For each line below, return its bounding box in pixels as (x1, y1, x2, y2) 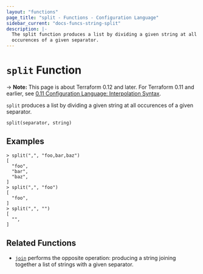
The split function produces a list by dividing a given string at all (12, 32, 198, 38)
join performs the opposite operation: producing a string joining (15, 254, 176, 261)
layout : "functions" (6, 9, 59, 15)
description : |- (6, 26, 47, 32)
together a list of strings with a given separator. (15, 261, 134, 268)
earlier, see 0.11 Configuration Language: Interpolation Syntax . (6, 89, 162, 97)
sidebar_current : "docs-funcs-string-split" (6, 20, 121, 26)
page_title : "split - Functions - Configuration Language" (6, 15, 159, 21)
